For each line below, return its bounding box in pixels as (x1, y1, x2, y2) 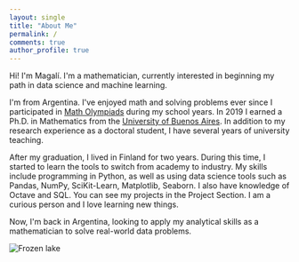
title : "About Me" (9, 21, 77, 30)
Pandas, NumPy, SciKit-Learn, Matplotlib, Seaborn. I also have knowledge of (9, 180, 290, 191)
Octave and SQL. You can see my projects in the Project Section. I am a (9, 190, 271, 201)
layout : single (9, 12, 66, 22)
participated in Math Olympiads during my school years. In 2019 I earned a (9, 107, 283, 117)
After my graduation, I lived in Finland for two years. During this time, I (9, 152, 266, 163)
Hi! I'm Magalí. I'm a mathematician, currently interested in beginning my (9, 70, 275, 81)
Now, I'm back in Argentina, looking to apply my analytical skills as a (9, 217, 260, 227)
